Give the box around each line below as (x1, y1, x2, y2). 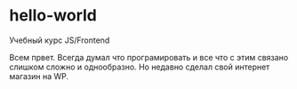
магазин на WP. (9, 70, 69, 81)
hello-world (9, 5, 98, 26)
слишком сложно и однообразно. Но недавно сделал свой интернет (9, 61, 270, 72)
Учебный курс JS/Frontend (9, 35, 110, 45)
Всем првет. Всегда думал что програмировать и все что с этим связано (9, 52, 289, 62)
